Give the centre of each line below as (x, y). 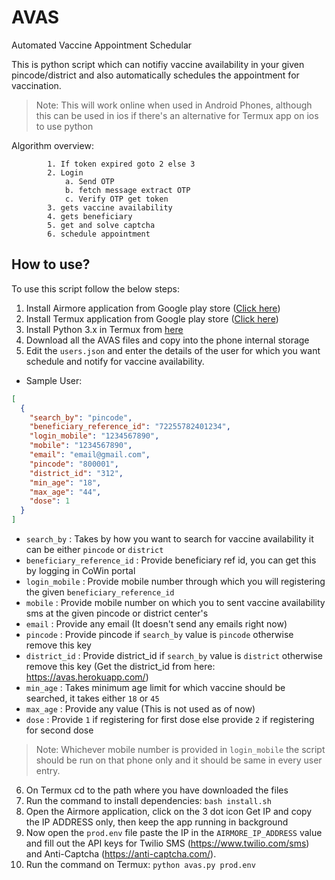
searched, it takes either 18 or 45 (92, 698)
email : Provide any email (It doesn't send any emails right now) (156, 624)
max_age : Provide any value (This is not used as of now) (140, 709)
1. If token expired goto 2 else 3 (121, 164)
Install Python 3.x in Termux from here (104, 329)
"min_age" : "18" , (65, 482)
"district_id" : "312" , (76, 473)
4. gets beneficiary (90, 216)
